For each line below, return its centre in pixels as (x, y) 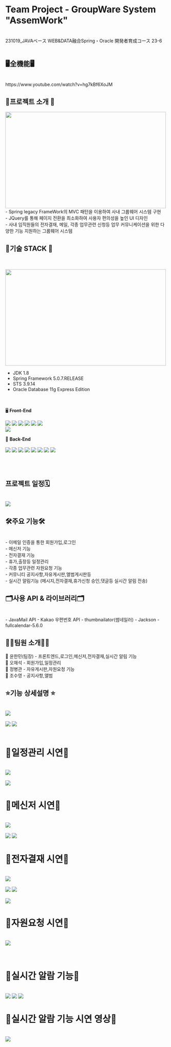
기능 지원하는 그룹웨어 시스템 (44, 231)
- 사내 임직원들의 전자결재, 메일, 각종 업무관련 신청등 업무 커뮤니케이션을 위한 (82, 224)
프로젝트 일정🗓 (28, 483)
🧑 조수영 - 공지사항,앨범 (29, 675)
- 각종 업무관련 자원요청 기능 (34, 568)
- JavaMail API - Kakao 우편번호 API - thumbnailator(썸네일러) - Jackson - (82, 619)
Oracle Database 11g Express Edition (51, 390)
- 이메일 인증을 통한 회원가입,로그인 (41, 542)
